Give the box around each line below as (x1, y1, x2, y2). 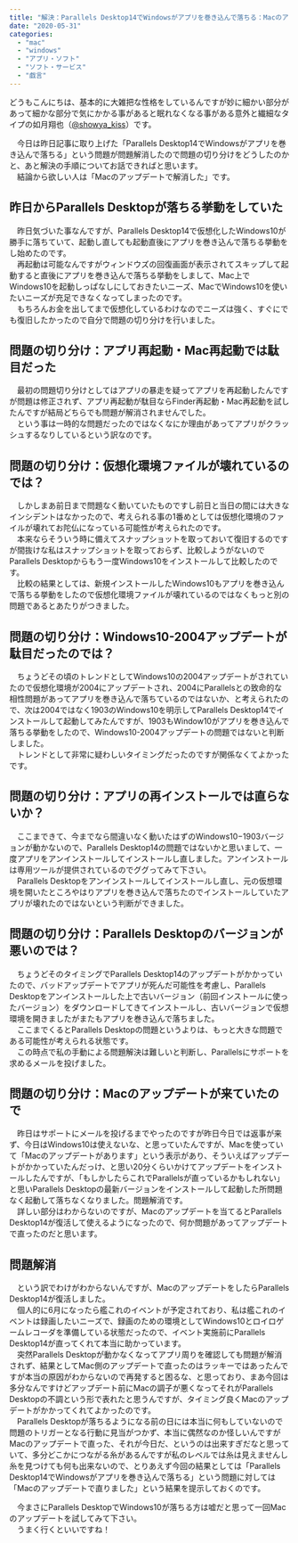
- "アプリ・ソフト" (17, 54, 80, 63)
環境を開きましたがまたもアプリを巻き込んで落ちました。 (9, 1013, 220, 1023)
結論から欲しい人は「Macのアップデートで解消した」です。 (16, 171, 236, 182)
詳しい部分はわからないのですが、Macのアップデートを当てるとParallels (16, 1206, 282, 1217)
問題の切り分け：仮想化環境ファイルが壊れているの (9, 458, 290, 473)
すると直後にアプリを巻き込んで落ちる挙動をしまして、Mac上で (16, 269, 251, 281)
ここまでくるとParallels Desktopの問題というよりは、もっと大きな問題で (16, 1024, 283, 1035)
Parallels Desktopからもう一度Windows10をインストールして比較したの (9, 556, 270, 567)
